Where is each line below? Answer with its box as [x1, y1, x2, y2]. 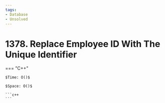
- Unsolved [5, 16, 28, 21]
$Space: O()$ [5, 83, 33, 89]
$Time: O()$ [5, 75, 30, 80]
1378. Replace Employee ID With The [5, 38, 160, 49]
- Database [5, 12, 28, 17]
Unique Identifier [5, 48, 77, 60]
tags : [5, 7, 17, 12]
